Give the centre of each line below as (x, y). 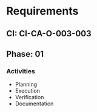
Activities (21, 71)
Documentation (34, 104)
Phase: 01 (25, 54)
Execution (28, 91)
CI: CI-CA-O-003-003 (49, 34)
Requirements (42, 11)
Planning (26, 84)
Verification (29, 97)
